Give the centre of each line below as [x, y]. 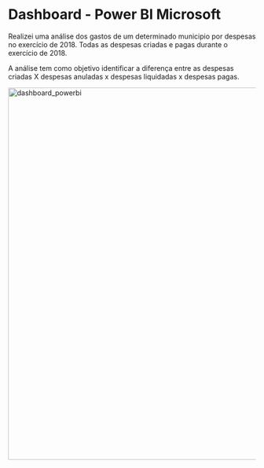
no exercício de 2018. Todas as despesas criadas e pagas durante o [118, 44]
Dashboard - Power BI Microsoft [115, 15]
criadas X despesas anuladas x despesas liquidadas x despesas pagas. [124, 76]
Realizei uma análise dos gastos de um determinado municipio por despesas [132, 36]
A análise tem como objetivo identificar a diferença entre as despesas [121, 68]
